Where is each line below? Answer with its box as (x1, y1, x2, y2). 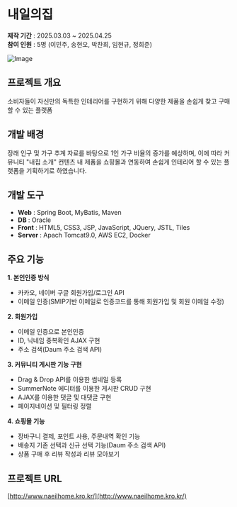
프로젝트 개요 (7, 77, 62, 89)
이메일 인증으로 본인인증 (17, 328, 85, 336)
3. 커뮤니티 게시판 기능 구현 (7, 360, 82, 369)
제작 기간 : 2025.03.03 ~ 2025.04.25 (7, 31, 112, 40)
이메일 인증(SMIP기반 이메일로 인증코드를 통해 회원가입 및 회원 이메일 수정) (17, 297, 225, 306)
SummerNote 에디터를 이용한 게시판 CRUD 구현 (17, 384, 151, 393)
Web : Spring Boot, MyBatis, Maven (17, 208, 122, 217)
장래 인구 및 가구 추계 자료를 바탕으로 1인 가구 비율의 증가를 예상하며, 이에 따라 (7, 148, 223, 157)
